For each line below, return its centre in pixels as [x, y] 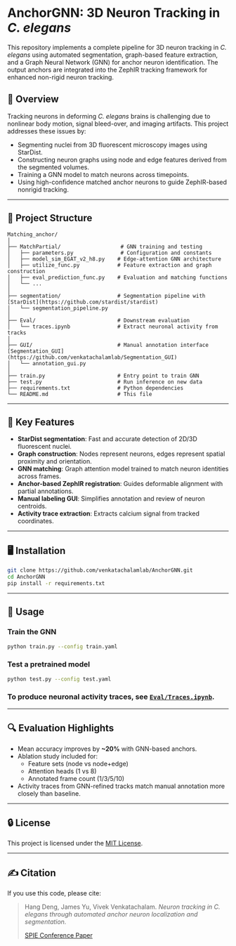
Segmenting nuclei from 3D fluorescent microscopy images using [112, 145]
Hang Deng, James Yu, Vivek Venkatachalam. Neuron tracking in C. [122, 907]
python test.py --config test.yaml [59, 679]
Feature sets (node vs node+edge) [78, 763]
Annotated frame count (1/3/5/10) [76, 778]
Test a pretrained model [49, 664]
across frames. [39, 476]
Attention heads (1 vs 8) [62, 771]
